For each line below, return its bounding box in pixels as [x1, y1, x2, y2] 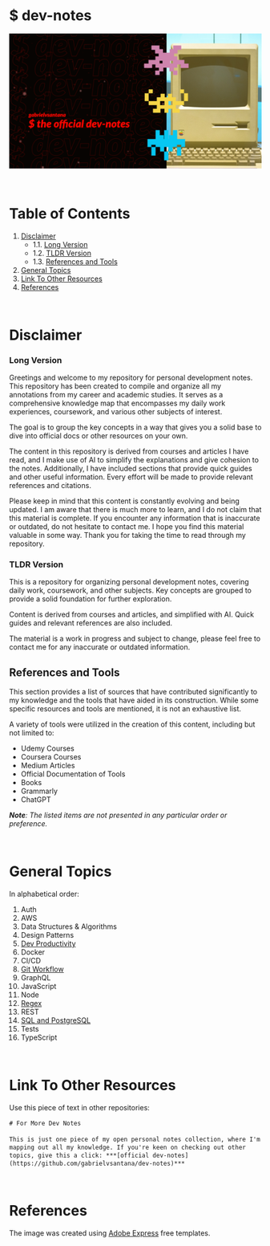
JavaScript [20, 982, 57, 992]
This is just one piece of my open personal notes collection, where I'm [9, 1135, 261, 1144]
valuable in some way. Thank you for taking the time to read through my [9, 531, 247, 540]
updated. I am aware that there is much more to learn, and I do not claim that [9, 505, 262, 515]
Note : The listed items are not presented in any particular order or [9, 810, 228, 820]
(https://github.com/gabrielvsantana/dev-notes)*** [9, 1159, 185, 1168]
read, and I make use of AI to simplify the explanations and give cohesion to [9, 455, 260, 465]
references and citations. [9, 481, 91, 491]
